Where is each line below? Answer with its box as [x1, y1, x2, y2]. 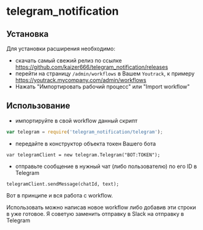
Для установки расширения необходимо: [6, 45, 115, 52]
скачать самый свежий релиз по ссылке [15, 57, 122, 64]
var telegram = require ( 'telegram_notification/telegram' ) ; [6, 129, 164, 135]
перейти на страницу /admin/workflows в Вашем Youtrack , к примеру [15, 70, 195, 77]
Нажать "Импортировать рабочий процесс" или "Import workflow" [15, 83, 190, 90]
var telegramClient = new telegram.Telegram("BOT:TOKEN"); [6, 151, 161, 158]
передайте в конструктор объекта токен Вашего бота [15, 140, 156, 147]
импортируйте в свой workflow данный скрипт [15, 117, 138, 124]
